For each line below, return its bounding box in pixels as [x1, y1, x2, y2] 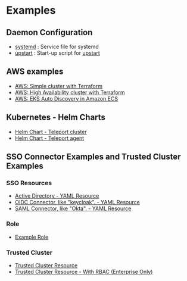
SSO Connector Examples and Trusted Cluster [6, 152, 181, 162]
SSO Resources [6, 179, 52, 187]
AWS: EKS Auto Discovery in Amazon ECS [14, 95, 118, 102]
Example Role [14, 233, 49, 241]
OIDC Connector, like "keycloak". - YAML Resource [14, 199, 140, 206]
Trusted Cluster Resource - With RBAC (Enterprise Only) [14, 268, 153, 275]
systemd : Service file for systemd [14, 43, 99, 50]
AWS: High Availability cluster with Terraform [14, 89, 125, 96]
